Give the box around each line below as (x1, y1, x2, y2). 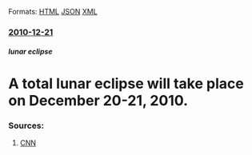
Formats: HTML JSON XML (8, 7, 98, 16)
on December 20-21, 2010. (8, 91, 189, 109)
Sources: (8, 120, 45, 131)
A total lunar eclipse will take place (8, 74, 244, 93)
